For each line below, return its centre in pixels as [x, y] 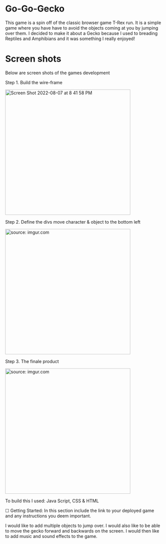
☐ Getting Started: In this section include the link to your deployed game [80, 510]
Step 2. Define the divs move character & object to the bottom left [73, 222]
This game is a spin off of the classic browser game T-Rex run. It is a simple [83, 23]
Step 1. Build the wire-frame [34, 82]
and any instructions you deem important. [48, 516]
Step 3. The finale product [32, 361]
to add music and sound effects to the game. [51, 536]
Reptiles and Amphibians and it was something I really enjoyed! [70, 39]
